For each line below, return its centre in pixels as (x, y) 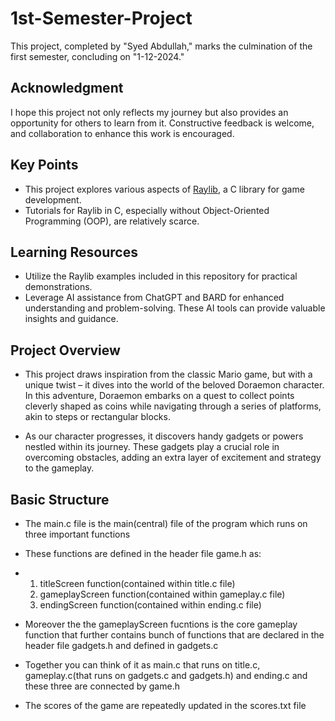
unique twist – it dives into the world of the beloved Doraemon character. (174, 385)
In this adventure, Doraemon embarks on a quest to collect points (159, 396)
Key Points (44, 165)
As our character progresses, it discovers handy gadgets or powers (164, 436)
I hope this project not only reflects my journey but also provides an (149, 112)
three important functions (77, 534)
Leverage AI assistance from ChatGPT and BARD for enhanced (154, 298)
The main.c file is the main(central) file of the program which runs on (166, 523)
